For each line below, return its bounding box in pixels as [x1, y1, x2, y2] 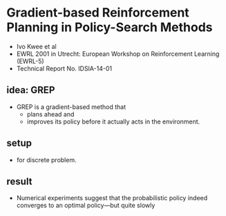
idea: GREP [6, 84, 55, 96]
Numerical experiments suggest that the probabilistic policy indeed [16, 194, 208, 202]
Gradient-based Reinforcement [6, 5, 189, 21]
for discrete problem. [16, 155, 77, 164]
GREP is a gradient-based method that [16, 102, 126, 111]
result [6, 175, 32, 187]
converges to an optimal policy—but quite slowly [16, 202, 156, 210]
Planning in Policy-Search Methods [6, 19, 213, 35]
